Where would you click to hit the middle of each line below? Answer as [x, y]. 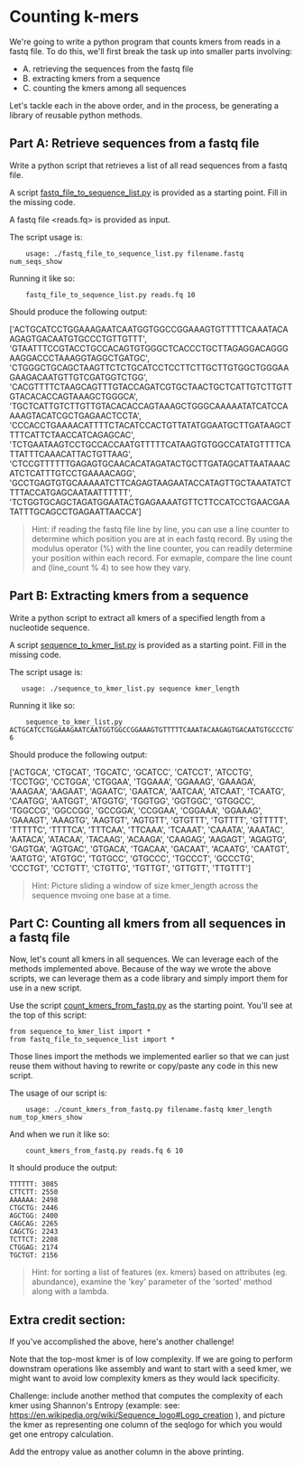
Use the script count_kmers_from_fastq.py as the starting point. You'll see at [151, 1006]
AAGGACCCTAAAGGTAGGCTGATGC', [80, 358]
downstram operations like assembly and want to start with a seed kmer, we [151, 1369]
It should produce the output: [64, 1168]
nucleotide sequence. [50, 627]
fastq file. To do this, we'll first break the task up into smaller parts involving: [151, 51]
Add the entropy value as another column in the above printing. [127, 1452]
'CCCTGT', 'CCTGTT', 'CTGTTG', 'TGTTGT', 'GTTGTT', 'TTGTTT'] [130, 868]
